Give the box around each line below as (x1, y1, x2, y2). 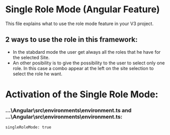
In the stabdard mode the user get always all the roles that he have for (12, 49, 161, 55)
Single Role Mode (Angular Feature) (5, 4, 160, 15)
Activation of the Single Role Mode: (5, 88, 159, 100)
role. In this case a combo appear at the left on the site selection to (12, 65, 154, 71)
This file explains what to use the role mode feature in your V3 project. (5, 20, 154, 27)
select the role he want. (12, 71, 62, 77)
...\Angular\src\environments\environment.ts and (5, 106, 132, 114)
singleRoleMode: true (5, 125, 52, 130)
